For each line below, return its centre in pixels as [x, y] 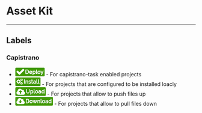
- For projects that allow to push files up [96, 94]
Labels [19, 41]
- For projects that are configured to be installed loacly [109, 84]
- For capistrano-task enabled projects [94, 74]
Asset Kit [29, 11]
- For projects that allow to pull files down [106, 103]
